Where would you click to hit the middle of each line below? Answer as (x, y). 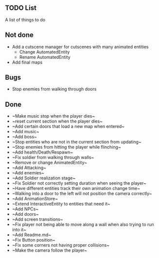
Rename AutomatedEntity (45, 57)
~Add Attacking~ (29, 168)
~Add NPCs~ (25, 209)
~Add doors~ (25, 214)
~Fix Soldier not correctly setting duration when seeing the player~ (79, 183)
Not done (19, 35)
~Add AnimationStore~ (35, 199)
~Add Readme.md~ (32, 235)
